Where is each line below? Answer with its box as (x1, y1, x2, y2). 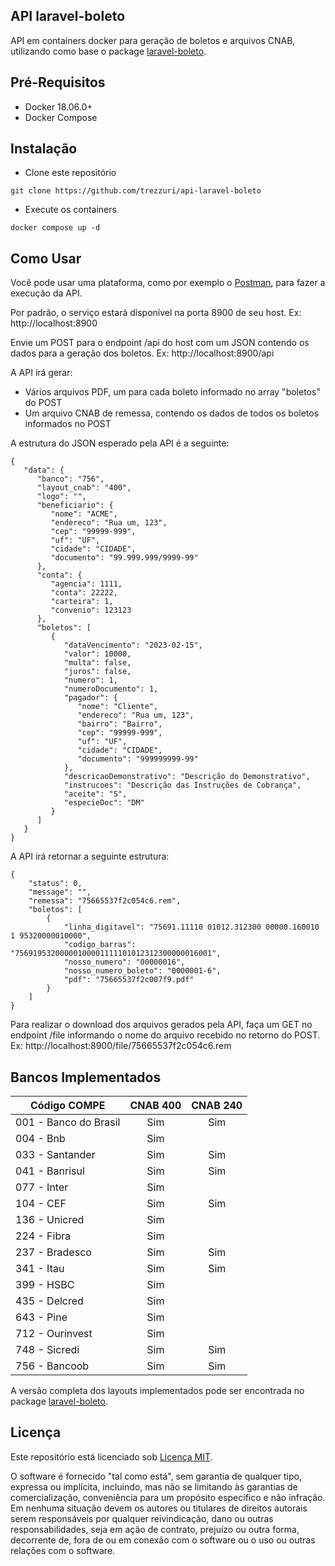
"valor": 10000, (63, 649, 132, 659)
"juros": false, (63, 667, 132, 677)
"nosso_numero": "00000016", (63, 957, 186, 968)
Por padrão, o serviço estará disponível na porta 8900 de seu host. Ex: (10, 307, 302, 319)
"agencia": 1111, (50, 579, 123, 589)
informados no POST (24, 418, 112, 430)
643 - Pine (15, 1310, 68, 1324)
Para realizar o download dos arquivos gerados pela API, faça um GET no (10, 1019, 313, 1031)
